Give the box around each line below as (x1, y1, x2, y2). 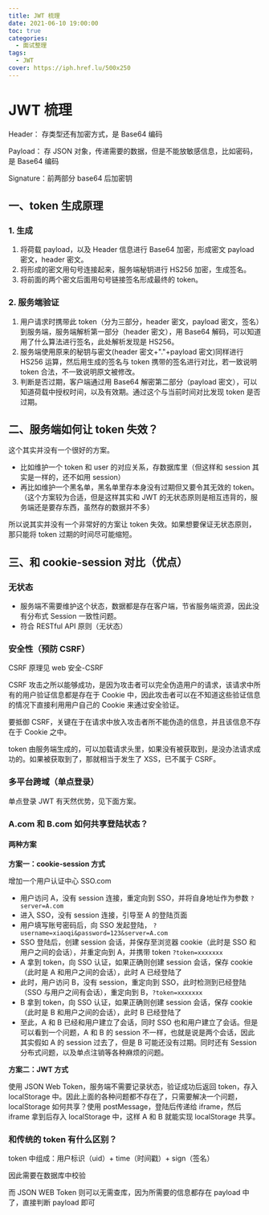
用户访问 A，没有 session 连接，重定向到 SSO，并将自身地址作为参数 (19, 892, 249, 903)
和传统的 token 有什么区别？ (8, 1133, 118, 1144)
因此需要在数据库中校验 (8, 1171, 86, 1180)
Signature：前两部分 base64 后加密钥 (8, 173, 132, 183)
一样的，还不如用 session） (34, 473, 126, 482)
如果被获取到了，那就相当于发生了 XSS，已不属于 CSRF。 (29, 754, 221, 764)
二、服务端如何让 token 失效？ (8, 423, 159, 437)
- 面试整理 (15, 42, 47, 50)
